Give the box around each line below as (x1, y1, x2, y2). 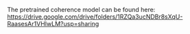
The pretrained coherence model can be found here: (7, 6, 156, 13)
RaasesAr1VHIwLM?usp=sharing (7, 20, 99, 27)
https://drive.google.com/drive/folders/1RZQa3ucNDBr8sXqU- (7, 13, 183, 21)
